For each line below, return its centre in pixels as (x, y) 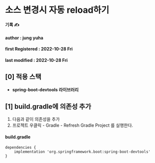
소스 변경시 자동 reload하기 (57, 10)
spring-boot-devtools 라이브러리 (45, 89)
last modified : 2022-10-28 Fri (36, 60)
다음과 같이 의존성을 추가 (36, 119)
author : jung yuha (24, 38)
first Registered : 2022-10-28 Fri (39, 49)
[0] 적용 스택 (23, 77)
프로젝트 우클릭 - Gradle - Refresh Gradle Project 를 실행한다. (73, 125)
